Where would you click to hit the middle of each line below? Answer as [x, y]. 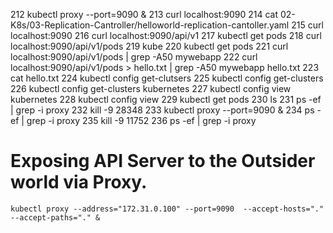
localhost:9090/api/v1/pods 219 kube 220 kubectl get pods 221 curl [149, 46]
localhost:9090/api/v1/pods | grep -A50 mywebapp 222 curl [134, 57]
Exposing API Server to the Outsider [163, 161]
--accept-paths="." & [55, 217]
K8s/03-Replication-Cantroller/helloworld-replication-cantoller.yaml [150, 25]
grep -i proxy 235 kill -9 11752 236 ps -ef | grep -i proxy [141, 120]
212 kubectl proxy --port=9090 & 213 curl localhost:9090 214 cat [144, 14]
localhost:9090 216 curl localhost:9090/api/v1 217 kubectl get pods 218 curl [166, 35]
